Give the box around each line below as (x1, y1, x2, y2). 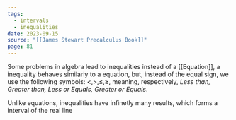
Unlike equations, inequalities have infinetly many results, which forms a (7, 99, 218, 107)
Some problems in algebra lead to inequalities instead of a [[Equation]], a (7, 63, 220, 71)
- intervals (13, 17, 50, 24)
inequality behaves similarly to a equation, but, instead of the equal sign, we (7, 70, 229, 78)
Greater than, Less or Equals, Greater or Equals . (7, 85, 148, 93)
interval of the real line (7, 107, 73, 114)
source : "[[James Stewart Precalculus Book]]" (7, 37, 147, 44)
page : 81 (7, 43, 33, 50)
